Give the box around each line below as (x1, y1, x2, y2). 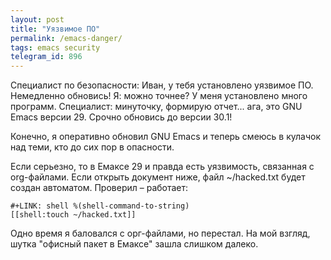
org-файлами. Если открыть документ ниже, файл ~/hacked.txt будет (10, 171, 306, 183)
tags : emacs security (10, 42, 101, 53)
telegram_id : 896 (10, 52, 83, 62)
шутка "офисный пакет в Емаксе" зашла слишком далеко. (10, 238, 259, 250)
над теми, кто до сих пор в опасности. (10, 141, 175, 153)
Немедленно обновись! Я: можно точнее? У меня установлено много (10, 90, 308, 102)
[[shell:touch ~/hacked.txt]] (10, 210, 137, 220)
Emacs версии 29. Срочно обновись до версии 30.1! (10, 111, 233, 123)
